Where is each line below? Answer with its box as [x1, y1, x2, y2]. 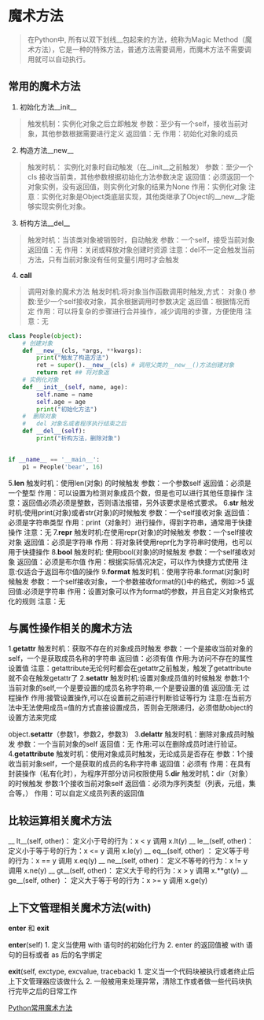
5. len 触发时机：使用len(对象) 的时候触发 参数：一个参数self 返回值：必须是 [8, 478, 251, 488]
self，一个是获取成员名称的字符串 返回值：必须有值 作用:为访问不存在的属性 [8, 654, 254, 663]
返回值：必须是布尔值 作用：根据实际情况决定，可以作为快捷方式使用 [16, 557, 240, 566]
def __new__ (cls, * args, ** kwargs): [22, 347, 143, 354]
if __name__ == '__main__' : [8, 455, 101, 463]
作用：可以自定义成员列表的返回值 [34, 788, 145, 798]
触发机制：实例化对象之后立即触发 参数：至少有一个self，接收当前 [27, 119, 241, 128]
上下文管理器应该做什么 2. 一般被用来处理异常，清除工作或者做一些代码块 [8, 977, 246, 986]
